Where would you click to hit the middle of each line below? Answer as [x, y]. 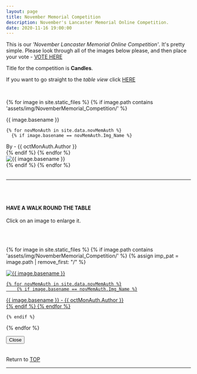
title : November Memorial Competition [53, 17]
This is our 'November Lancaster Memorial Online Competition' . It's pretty [96, 44]
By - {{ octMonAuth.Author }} [42, 146]
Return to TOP [23, 359]
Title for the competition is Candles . [50, 68]
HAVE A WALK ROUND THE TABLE [49, 208]
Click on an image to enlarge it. [43, 221]
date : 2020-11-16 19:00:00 [39, 28]
